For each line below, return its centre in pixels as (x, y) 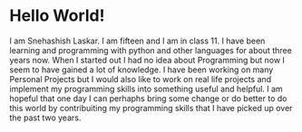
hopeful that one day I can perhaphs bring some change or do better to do (148, 98)
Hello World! (57, 16)
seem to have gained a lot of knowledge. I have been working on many (141, 70)
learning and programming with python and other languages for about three (151, 50)
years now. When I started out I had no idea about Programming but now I (147, 60)
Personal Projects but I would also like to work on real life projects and (141, 79)
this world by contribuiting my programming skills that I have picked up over (151, 108)
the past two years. (45, 118)
